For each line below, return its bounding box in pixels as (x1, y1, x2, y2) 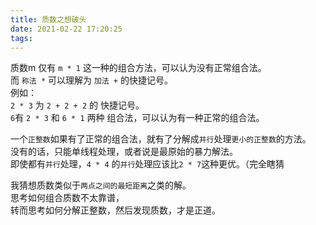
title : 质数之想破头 (10, 14, 87, 25)
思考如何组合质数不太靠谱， (10, 192, 125, 204)
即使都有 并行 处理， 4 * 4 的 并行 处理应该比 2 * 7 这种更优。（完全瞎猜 (10, 158, 285, 170)
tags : (10, 33, 33, 43)
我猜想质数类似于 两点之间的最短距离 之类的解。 (10, 179, 192, 191)
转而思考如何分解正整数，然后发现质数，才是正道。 (10, 204, 221, 216)
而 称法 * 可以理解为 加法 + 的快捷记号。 (10, 74, 173, 86)
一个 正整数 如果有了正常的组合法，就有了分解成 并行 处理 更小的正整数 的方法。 (10, 133, 312, 145)
